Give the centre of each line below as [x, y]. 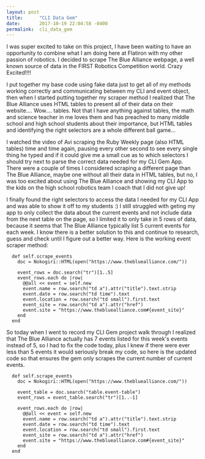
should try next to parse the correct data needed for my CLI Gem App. [95, 162]
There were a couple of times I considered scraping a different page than [99, 168]
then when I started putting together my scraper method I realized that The [101, 98]
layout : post [23, 12]
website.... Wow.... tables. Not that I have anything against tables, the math [100, 110]
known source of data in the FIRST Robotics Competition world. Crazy [95, 66]
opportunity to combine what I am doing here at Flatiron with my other [95, 53]
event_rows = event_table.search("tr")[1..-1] [78, 398]
